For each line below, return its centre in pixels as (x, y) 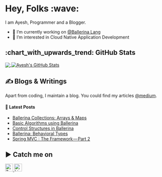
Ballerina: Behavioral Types (40, 133)
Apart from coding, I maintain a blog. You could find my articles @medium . (81, 96)
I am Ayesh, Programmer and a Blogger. (46, 22)
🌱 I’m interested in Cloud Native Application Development (71, 37)
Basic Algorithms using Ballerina (45, 123)
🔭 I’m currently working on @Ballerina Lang (56, 32)
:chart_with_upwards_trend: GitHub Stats (70, 53)
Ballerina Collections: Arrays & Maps (49, 118)
